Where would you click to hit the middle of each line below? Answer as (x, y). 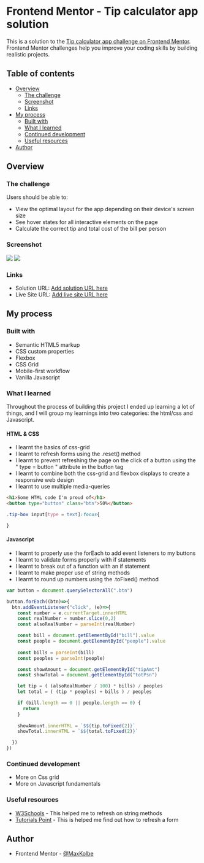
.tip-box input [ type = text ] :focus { (53, 514)
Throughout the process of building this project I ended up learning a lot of (100, 407)
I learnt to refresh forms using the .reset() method (78, 454)
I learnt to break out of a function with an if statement (82, 566)
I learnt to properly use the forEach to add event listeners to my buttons (105, 553)
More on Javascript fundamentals (58, 784)
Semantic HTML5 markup (47, 344)
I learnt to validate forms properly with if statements (81, 559)
